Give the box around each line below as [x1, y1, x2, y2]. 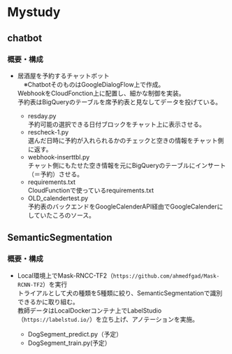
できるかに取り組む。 [17, 297, 79, 306]
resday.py [27, 111, 57, 120]
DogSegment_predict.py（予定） [27, 330, 123, 338]
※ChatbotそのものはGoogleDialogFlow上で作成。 [23, 80, 165, 88]
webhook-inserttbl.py [27, 153, 90, 161]
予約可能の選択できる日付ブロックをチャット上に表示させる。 [27, 120, 206, 128]
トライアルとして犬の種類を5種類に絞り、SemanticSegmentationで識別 [17, 288, 223, 297]
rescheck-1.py [27, 127, 69, 136]
